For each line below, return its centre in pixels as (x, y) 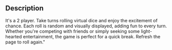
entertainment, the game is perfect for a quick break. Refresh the (92, 36)
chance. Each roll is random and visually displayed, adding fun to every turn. (86, 26)
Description (24, 8)
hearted (14, 36)
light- (147, 31)
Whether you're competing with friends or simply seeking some (73, 31)
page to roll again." (25, 42)
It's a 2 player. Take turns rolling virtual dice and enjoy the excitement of (81, 20)
